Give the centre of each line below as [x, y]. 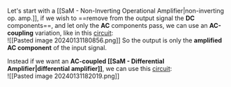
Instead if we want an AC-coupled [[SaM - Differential [86, 61]
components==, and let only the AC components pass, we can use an [107, 25]
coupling [20, 33]
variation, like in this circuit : [74, 33]
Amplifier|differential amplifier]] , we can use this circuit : [90, 69]
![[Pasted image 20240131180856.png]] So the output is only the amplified [114, 40]
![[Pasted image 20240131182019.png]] [64, 76]
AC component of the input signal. [57, 48]
